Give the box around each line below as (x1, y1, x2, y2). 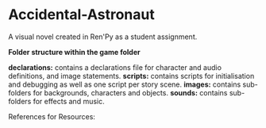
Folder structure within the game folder (8, 47, 141, 56)
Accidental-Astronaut (8, 6, 155, 24)
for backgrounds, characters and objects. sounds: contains (33, 87, 228, 97)
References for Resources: (8, 111, 95, 121)
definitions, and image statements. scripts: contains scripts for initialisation (8, 71, 255, 80)
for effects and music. (33, 96, 105, 106)
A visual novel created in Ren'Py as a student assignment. (8, 32, 198, 41)
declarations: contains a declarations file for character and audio (8, 62, 222, 72)
